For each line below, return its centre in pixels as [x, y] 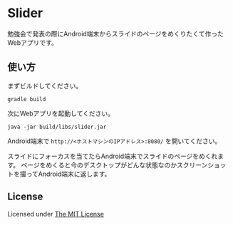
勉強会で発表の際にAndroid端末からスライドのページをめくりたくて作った [116, 33]
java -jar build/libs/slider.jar [57, 127]
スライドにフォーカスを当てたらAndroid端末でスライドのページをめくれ [113, 156]
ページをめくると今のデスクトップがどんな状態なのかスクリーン [114, 164]
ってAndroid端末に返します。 [68, 174]
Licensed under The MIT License [56, 214]
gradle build [27, 99]
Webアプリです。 [33, 42]
